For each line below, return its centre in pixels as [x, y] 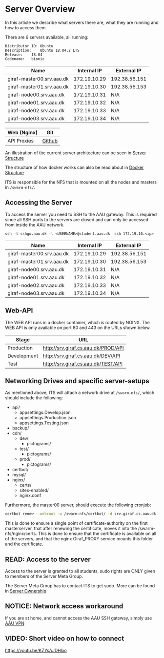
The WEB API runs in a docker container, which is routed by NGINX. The [77, 322]
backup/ [20, 428]
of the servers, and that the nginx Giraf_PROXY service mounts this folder [79, 539]
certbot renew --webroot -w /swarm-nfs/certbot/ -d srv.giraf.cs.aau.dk [81, 514]
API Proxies [21, 141]
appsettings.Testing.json [44, 423]
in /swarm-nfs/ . [20, 187]
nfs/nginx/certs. [21, 534]
